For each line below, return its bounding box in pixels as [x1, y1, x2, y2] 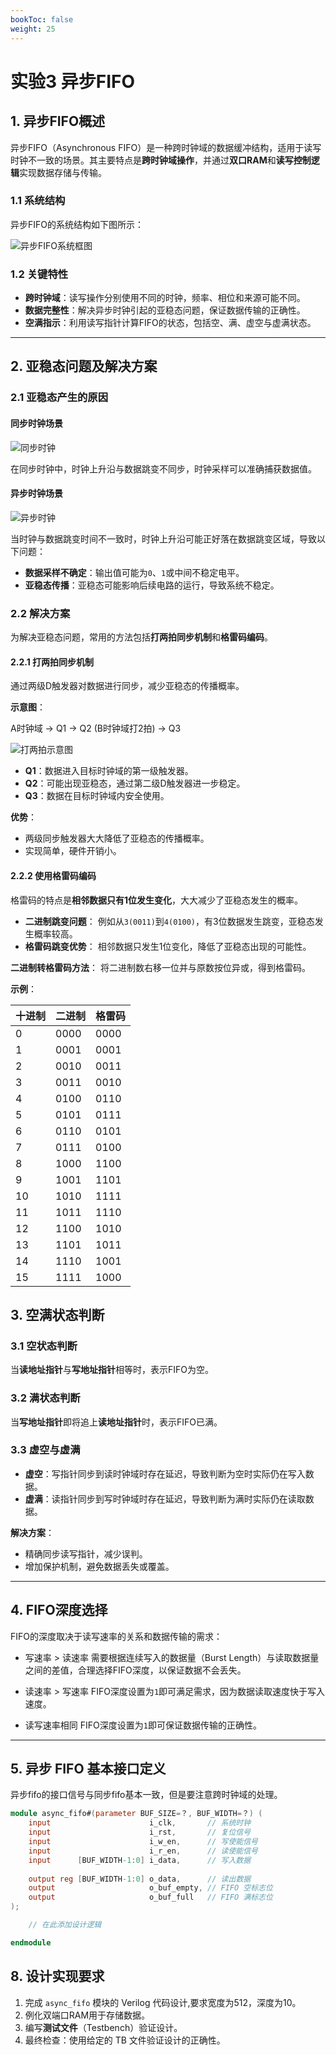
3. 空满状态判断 [10, 1306, 105, 1323]
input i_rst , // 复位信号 [28, 1827, 252, 1838]
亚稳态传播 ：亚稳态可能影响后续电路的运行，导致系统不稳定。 [24, 579, 280, 591]
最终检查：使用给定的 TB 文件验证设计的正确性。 [24, 2034, 226, 2046]
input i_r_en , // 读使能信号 [28, 1846, 258, 1856]
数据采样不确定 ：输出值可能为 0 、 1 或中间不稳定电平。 [24, 566, 245, 578]
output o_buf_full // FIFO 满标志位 [28, 1892, 273, 1903]
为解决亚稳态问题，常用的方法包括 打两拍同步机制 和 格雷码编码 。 [10, 631, 273, 643]
